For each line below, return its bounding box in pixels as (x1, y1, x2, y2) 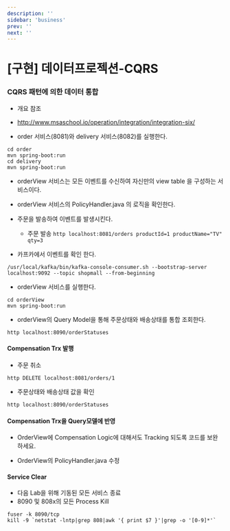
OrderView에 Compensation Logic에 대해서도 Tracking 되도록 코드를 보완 (16, 433, 218, 442)
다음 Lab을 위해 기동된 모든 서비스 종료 (16, 489, 122, 497)
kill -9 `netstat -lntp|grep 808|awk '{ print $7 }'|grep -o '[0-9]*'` (7, 517, 216, 524)
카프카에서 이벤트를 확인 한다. (16, 250, 97, 258)
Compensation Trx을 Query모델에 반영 (7, 417, 115, 425)
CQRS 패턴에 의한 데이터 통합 (7, 87, 99, 97)
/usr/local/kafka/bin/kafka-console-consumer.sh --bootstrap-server (7, 263, 207, 270)
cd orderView (7, 296, 45, 303)
